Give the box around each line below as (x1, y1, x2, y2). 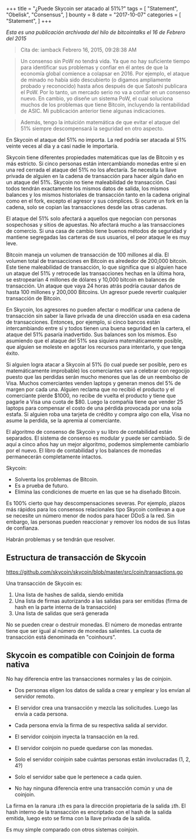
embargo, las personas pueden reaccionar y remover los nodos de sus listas (6, 518, 191, 525)
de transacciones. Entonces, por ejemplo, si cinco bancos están (6, 319, 160, 326)
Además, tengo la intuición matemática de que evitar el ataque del (20, 119, 180, 125)
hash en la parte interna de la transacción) (14, 603, 117, 611)
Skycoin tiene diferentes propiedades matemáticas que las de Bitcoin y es (6, 154, 184, 160)
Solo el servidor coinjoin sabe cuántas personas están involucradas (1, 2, (14, 755, 191, 763)
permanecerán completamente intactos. (6, 453, 103, 460)
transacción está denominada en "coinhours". (6, 633, 116, 641)
